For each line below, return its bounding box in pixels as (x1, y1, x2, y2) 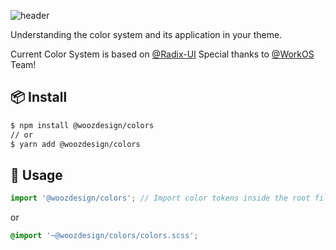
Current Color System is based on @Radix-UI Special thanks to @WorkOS (10, 48, 315, 60)
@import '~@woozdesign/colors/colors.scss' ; (10, 231, 199, 241)
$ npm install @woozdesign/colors (10, 120, 155, 130)
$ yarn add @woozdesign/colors (10, 139, 141, 149)
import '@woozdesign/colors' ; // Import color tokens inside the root (10, 193, 311, 204)
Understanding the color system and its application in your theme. (10, 29, 283, 40)
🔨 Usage (10, 166, 63, 184)
